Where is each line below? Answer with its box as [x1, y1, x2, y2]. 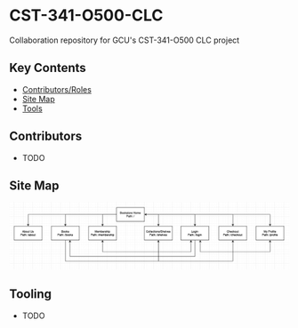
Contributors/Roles [21, 84, 92, 94]
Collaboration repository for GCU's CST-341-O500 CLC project [9, 35, 240, 45]
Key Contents [9, 60, 86, 76]
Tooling [9, 286, 52, 302]
